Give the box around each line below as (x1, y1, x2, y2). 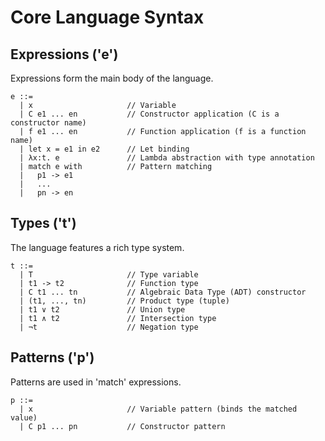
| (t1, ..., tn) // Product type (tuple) (19, 296, 230, 306)
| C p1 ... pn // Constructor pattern (19, 421, 226, 431)
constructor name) (10, 118, 87, 128)
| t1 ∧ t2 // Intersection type (19, 313, 217, 323)
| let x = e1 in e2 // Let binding (19, 144, 190, 154)
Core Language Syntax (10, 6, 205, 29)
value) (10, 412, 38, 423)
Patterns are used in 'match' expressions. (10, 376, 182, 388)
